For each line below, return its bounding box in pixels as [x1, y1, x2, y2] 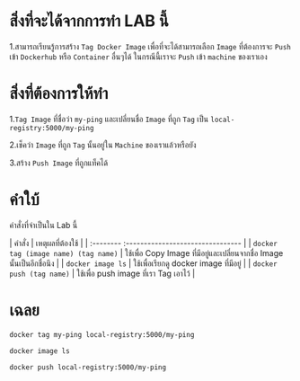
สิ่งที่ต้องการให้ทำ [9, 84, 109, 104]
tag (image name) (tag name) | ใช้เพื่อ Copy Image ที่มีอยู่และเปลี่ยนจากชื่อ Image [9, 247, 284, 258]
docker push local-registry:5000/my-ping [9, 362, 167, 372]
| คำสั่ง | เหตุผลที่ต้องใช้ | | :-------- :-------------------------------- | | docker [9, 237, 278, 248]
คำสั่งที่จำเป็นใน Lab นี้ [9, 219, 78, 230]
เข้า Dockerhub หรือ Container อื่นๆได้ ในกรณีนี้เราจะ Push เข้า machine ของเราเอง [9, 51, 268, 62]
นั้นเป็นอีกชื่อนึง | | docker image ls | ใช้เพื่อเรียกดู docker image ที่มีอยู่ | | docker [9, 258, 278, 269]
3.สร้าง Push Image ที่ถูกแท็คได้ [9, 157, 109, 168]
